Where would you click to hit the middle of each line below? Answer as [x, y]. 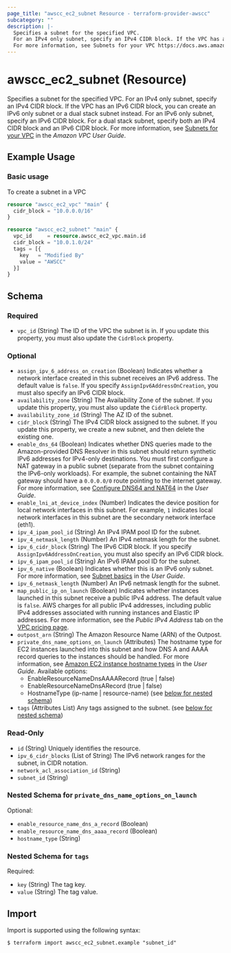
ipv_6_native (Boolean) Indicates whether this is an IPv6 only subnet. [115, 569]
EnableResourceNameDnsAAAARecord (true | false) [101, 679]
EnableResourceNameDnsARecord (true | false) [95, 686]
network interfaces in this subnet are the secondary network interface [116, 517]
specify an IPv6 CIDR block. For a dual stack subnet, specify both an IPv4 [111, 121]
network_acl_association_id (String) [69, 770]
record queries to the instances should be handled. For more [103, 656]
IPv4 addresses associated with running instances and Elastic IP [108, 613]
